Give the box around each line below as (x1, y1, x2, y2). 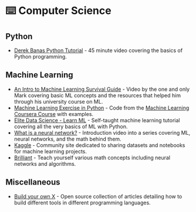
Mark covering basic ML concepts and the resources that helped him (13, 91, 181, 99)
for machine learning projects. (13, 148, 87, 155)
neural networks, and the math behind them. (13, 135, 121, 142)
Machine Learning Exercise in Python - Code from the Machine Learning (13, 104, 190, 111)
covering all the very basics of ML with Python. (13, 123, 128, 130)
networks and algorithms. (13, 160, 76, 167)
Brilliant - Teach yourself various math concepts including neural (13, 154, 171, 161)
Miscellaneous (5, 177, 60, 187)
